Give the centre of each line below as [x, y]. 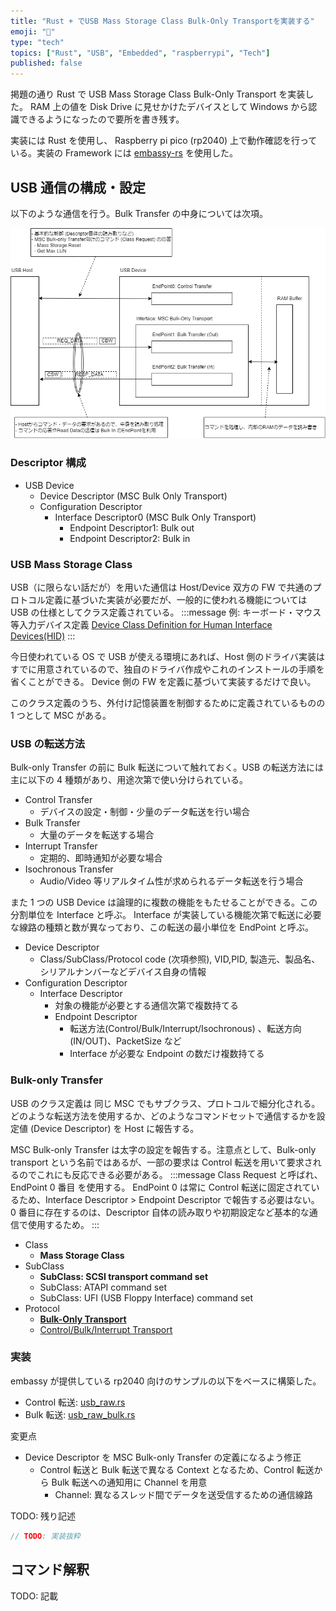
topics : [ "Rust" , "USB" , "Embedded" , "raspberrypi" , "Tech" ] [140, 53]
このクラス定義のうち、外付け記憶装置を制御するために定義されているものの [168, 702]
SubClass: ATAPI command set [103, 1287]
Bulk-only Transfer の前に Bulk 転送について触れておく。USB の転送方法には [167, 767]
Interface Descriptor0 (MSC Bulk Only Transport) [155, 517]
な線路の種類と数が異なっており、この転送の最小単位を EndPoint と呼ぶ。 [162, 927]
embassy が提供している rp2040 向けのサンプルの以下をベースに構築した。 [166, 1381]
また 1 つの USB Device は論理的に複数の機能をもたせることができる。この [164, 902]
